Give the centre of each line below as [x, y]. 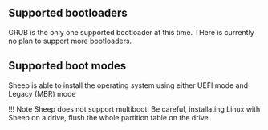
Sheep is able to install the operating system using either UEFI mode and [128, 85]
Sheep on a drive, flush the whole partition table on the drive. [110, 117]
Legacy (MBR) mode [42, 93]
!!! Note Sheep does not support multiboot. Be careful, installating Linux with [134, 109]
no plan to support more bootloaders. [70, 41]
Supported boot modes [67, 66]
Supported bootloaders [68, 13]
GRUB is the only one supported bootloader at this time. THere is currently [131, 32]
